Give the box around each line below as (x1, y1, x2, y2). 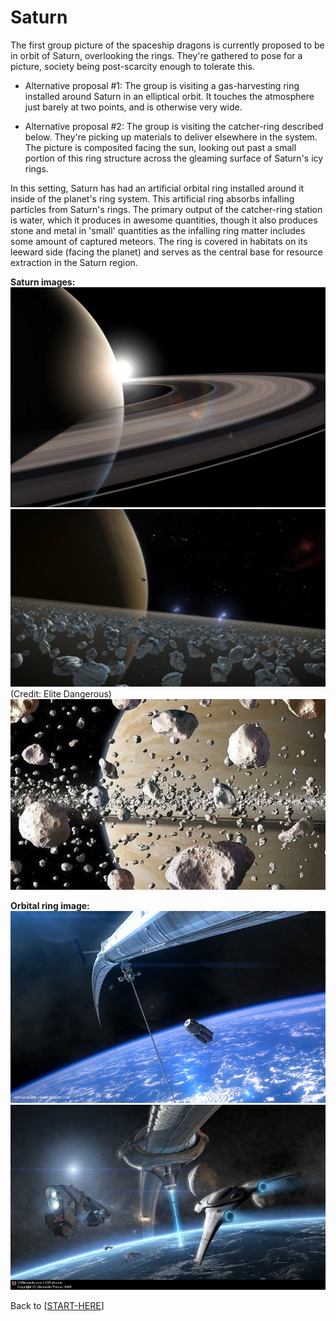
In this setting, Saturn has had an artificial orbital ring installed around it (10, 182, 305, 194)
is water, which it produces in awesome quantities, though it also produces (10, 214, 318, 226)
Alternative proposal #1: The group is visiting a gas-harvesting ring (24, 79, 300, 91)
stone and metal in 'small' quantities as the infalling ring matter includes (10, 224, 306, 236)
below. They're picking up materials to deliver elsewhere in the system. (24, 131, 318, 143)
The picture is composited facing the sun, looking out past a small (24, 141, 297, 153)
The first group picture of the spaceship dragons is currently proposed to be (10, 39, 325, 51)
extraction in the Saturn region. (10, 256, 138, 268)
